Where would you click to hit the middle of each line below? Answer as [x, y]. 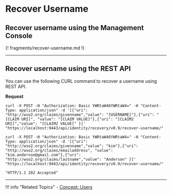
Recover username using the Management [75, 28]
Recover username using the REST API [68, 69]
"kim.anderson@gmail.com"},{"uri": [43, 155]
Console [19, 35]
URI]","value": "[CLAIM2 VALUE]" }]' [46, 124]
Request [15, 96]
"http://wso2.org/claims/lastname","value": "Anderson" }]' [71, 159]
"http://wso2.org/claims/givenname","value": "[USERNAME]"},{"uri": [80, 115]
